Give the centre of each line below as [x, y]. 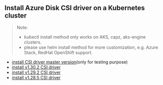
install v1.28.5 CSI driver [36, 77]
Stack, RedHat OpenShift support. [58, 52]
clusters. [33, 42]
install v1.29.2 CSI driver [36, 72]
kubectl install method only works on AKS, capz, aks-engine [85, 37]
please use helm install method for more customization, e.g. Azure [91, 47]
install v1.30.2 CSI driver [36, 67]
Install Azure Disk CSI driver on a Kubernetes [75, 8]
